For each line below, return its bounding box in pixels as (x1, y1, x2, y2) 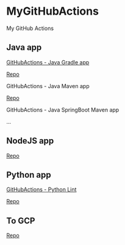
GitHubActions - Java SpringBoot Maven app (6, 106, 120, 113)
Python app (6, 170, 52, 180)
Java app (6, 42, 42, 53)
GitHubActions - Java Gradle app (6, 58, 90, 66)
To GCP (6, 216, 35, 226)
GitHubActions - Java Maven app (6, 82, 90, 89)
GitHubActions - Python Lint (6, 186, 77, 194)
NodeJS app (6, 136, 54, 146)
